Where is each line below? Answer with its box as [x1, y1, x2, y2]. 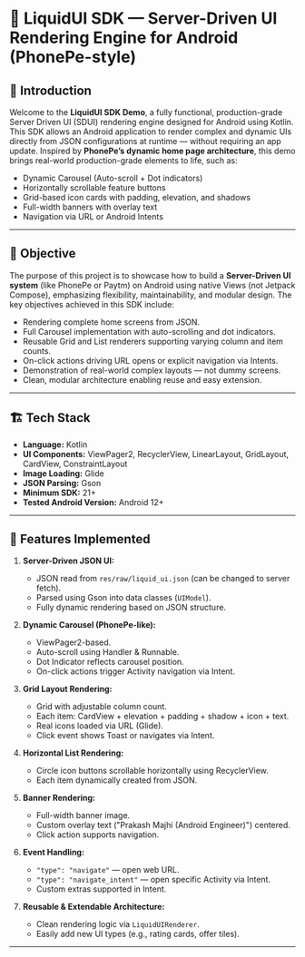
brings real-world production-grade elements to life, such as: [9, 155, 238, 166]
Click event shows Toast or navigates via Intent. [35, 730, 215, 741]
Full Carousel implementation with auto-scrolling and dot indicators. [22, 326, 276, 337]
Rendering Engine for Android [9, 27, 239, 48]
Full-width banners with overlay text [22, 201, 158, 212]
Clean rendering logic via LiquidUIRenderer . [35, 919, 200, 930]
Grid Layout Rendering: [22, 684, 113, 695]
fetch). [35, 582, 62, 593]
